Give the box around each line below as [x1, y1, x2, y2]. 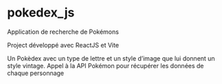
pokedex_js [7, 5, 75, 21]
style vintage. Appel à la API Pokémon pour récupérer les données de [7, 61, 204, 70]
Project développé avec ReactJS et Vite [7, 41, 119, 49]
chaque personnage [7, 69, 65, 77]
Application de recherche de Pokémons [7, 28, 119, 36]
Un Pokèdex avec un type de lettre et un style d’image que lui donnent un [7, 54, 215, 63]
